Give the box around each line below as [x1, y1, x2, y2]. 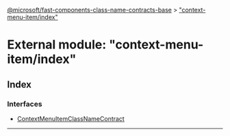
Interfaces [7, 99, 42, 109]
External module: [7, 37, 107, 53]
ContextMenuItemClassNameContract [16, 114, 125, 122]
